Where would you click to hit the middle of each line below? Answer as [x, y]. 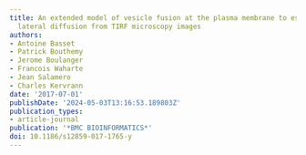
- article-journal [44, 119]
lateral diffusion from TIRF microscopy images [110, 26]
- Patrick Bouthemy [46, 52]
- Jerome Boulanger [46, 60]
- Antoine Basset [42, 43]
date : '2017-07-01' [46, 94]
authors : [26, 35]
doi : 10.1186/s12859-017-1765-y [71, 137]
